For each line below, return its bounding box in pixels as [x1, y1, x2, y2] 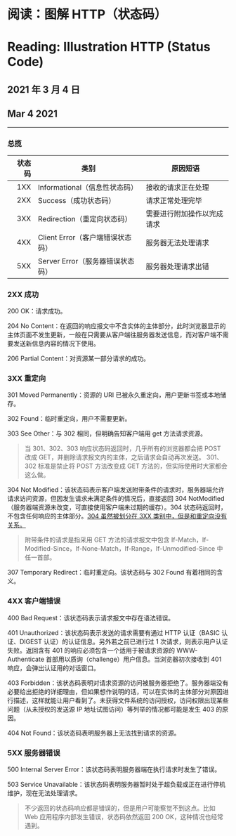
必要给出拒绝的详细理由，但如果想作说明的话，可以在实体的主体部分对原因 [7, 687, 223, 695]
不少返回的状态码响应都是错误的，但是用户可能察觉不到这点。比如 [24, 804, 216, 812]
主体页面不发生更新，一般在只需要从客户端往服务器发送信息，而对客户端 [7, 331, 216, 339]
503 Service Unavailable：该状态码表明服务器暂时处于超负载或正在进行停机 [7, 781, 226, 789]
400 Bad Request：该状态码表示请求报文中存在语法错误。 [7, 613, 175, 622]
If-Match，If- [171, 535, 209, 544]
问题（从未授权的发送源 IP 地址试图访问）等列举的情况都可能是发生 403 [7, 705, 215, 713]
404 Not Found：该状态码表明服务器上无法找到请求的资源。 [7, 729, 181, 737]
